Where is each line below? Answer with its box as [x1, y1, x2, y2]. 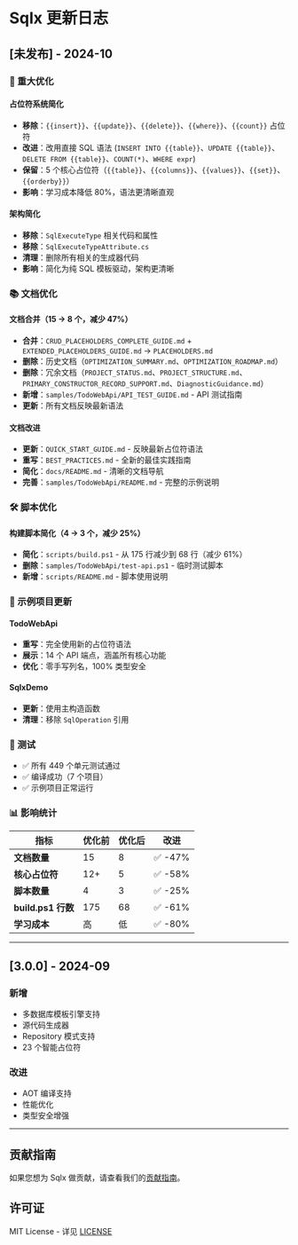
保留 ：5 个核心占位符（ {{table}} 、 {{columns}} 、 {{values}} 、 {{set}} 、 [21, 164, 286, 175]
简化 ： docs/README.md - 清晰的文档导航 [21, 466, 164, 477]
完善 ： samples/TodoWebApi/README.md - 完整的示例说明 [21, 477, 220, 488]
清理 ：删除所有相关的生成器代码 [21, 252, 139, 263]
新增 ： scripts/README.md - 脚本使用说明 [21, 571, 169, 582]
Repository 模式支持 [21, 1030, 96, 1041]
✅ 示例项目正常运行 [21, 782, 94, 792]
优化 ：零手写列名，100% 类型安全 [21, 661, 146, 672]
